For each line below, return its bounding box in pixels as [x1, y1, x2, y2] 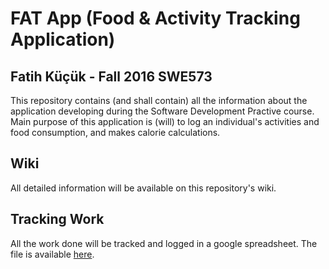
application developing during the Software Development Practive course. [10, 105, 315, 117]
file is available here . [10, 248, 95, 260]
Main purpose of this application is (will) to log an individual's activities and [10, 116, 320, 127]
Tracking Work [10, 211, 105, 228]
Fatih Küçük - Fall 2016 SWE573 [10, 68, 213, 85]
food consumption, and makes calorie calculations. [10, 127, 221, 138]
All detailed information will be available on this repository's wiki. [10, 182, 277, 194]
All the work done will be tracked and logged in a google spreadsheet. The [10, 237, 318, 249]
